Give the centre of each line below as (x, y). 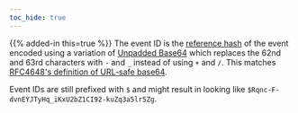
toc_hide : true (38, 17)
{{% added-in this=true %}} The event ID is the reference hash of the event (149, 43)
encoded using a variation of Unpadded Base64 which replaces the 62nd (145, 52)
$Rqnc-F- (264, 90)
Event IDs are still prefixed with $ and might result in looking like (127, 89)
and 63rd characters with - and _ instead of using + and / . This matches (143, 62)
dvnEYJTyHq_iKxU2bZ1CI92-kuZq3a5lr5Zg (82, 100)
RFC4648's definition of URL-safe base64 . (89, 72)
